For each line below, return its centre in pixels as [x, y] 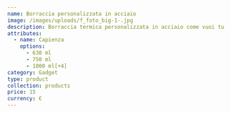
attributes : [25, 33]
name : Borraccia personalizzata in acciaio [72, 14]
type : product [28, 79]
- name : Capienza [39, 40]
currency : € [25, 99]
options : [33, 46]
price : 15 [22, 92]
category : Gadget [33, 72]
